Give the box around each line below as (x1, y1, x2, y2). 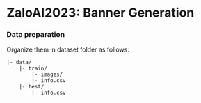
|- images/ (31, 71, 63, 78)
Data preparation (6, 30, 65, 40)
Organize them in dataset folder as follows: (6, 45, 129, 54)
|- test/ (19, 84, 45, 90)
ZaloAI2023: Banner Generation (6, 5, 195, 21)
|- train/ (19, 65, 48, 72)
